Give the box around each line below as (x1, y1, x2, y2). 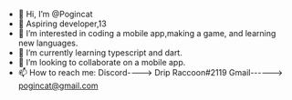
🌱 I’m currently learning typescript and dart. (17, 47, 182, 58)
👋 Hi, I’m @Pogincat (17, 9, 93, 19)
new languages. (17, 37, 78, 48)
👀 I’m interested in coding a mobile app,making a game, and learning (17, 28, 276, 38)
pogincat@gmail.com (17, 80, 99, 91)
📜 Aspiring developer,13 (17, 18, 107, 29)
